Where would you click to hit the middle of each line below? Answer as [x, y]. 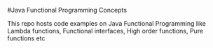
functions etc [26, 38]
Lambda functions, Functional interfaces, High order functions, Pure [105, 31]
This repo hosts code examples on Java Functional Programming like [107, 23]
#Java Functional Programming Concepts [67, 10]
